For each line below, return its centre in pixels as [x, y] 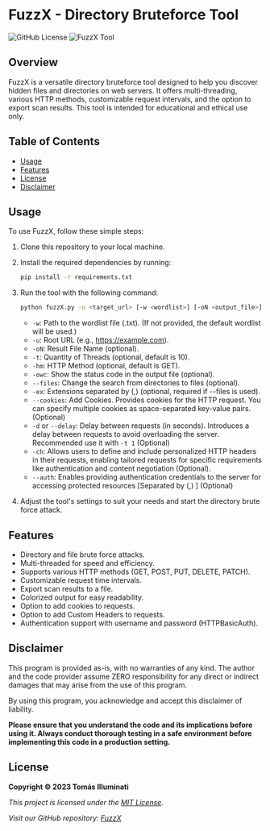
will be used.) [54, 331]
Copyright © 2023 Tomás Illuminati [69, 787]
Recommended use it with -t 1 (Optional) [101, 443]
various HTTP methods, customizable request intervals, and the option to [130, 99]
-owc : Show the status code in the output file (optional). [123, 374]
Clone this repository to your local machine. [92, 247]
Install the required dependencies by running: [96, 263]
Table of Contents [54, 141]
